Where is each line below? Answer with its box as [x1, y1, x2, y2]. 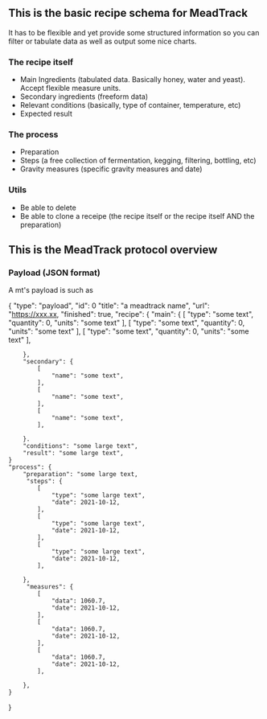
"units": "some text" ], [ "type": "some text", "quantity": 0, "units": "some [8, 327, 249, 336]
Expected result [19, 109, 72, 119]
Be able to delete [19, 203, 76, 212]
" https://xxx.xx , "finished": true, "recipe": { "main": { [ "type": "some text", [8, 310, 254, 319]
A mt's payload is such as [8, 286, 94, 295]
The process [8, 129, 59, 140]
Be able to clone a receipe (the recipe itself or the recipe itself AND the [19, 211, 255, 220]
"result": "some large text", [23, 450, 125, 458]
